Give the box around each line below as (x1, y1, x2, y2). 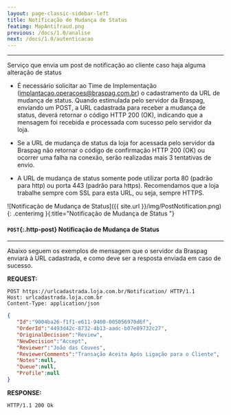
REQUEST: (7, 275, 38, 283)
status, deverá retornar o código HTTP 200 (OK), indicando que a (16, 111, 203, 119)
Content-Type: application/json (7, 300, 100, 307)
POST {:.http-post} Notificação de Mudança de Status (7, 225, 159, 233)
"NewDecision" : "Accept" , (16, 338, 88, 345)
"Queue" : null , (16, 363, 57, 370)
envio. (16, 161, 35, 169)
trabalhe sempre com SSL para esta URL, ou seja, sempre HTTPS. (16, 189, 205, 197)
